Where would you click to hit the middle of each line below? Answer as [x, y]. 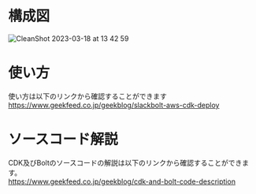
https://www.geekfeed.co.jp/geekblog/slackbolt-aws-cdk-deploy [114, 105]
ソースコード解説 [63, 140]
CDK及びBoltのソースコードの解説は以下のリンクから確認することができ [125, 162]
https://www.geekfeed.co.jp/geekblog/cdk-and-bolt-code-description [122, 181]
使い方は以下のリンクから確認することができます [87, 96]
